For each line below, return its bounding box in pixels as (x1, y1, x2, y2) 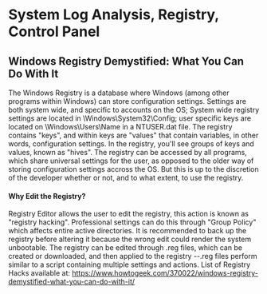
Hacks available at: (8, 268, 70, 278)
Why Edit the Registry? (8, 191, 86, 201)
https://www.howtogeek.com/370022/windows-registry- (71, 268, 259, 278)
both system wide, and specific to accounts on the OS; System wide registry (8, 105, 260, 114)
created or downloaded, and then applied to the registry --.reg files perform (8, 252, 257, 261)
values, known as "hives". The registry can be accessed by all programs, (8, 148, 247, 157)
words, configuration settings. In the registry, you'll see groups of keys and (8, 139, 255, 149)
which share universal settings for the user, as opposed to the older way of (8, 156, 254, 165)
